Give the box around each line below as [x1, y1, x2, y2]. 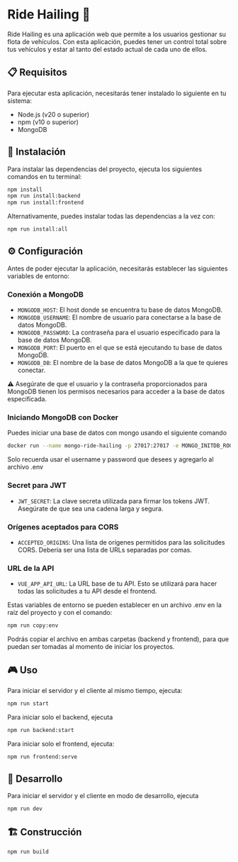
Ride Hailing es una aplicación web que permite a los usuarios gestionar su [7, 30, 227, 38]
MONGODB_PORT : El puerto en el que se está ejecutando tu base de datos [17, 344, 222, 352]
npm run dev [7, 805, 42, 812]
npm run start [7, 699, 50, 707]
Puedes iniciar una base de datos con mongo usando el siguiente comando [7, 429, 227, 437]
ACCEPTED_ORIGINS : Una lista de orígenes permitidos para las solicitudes [17, 538, 225, 546]
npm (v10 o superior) [17, 117, 79, 126]
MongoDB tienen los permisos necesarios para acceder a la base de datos [7, 387, 225, 396]
